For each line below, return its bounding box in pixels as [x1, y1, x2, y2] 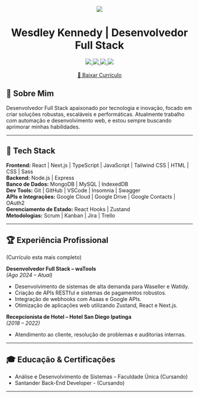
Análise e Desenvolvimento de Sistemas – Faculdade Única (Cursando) [14, 373, 188, 380]
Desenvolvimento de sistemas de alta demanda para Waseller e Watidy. [14, 283, 190, 290]
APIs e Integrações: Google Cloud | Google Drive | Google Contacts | [6, 193, 176, 200]
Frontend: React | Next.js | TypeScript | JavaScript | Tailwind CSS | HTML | [6, 161, 189, 169]
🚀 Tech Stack [6, 146, 56, 156]
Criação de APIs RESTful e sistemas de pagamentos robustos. [14, 289, 167, 296]
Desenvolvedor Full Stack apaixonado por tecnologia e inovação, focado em [6, 104, 192, 111]
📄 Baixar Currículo [77, 71, 122, 79]
